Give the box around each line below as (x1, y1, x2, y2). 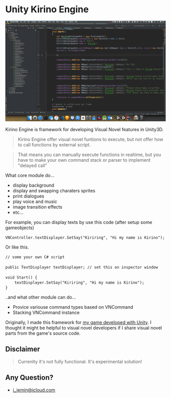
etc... (12, 209, 24, 215)
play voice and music (12, 198, 58, 205)
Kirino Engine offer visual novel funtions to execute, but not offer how (17, 136, 164, 142)
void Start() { (5, 275, 38, 280)
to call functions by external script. (17, 141, 91, 147)
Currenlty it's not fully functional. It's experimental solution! (17, 358, 142, 364)
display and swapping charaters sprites (12, 187, 96, 193)
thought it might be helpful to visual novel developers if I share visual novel (5, 325, 162, 331)
